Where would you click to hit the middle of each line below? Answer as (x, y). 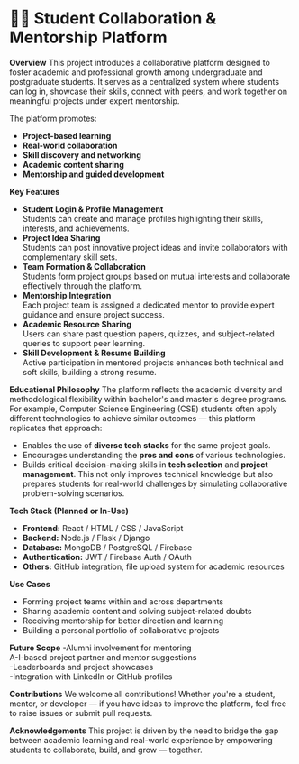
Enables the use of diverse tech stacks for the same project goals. (147, 445)
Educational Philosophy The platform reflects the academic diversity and (146, 389)
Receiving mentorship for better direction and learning (123, 621)
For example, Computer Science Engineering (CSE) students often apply (143, 409)
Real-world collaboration (70, 145)
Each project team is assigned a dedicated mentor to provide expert (148, 305)
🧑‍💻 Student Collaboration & (113, 18)
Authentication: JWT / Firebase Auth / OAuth (107, 557)
